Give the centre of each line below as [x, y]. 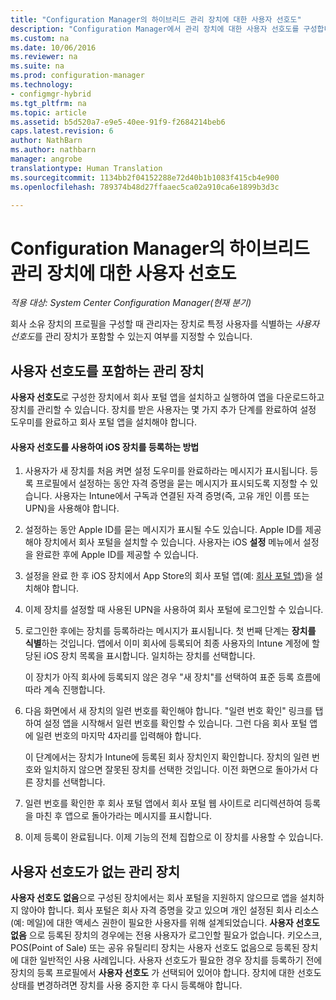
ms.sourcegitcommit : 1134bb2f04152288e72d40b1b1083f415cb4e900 [145, 177]
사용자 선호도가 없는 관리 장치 [95, 871]
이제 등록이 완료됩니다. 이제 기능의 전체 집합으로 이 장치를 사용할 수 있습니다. [174, 837]
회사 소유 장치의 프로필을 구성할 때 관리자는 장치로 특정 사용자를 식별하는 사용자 [165, 324]
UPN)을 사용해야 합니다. [72, 508]
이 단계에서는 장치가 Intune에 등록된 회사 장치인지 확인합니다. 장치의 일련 [167, 757]
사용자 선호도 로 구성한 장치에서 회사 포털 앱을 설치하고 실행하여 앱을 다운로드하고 [167, 397]
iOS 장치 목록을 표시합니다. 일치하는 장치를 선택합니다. [149, 656]
